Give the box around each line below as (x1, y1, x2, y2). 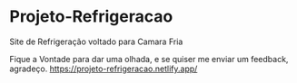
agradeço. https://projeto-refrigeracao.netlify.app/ (9, 63, 198, 74)
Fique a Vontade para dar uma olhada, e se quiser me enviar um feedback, (9, 53, 289, 64)
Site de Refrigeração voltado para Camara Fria (9, 36, 183, 47)
